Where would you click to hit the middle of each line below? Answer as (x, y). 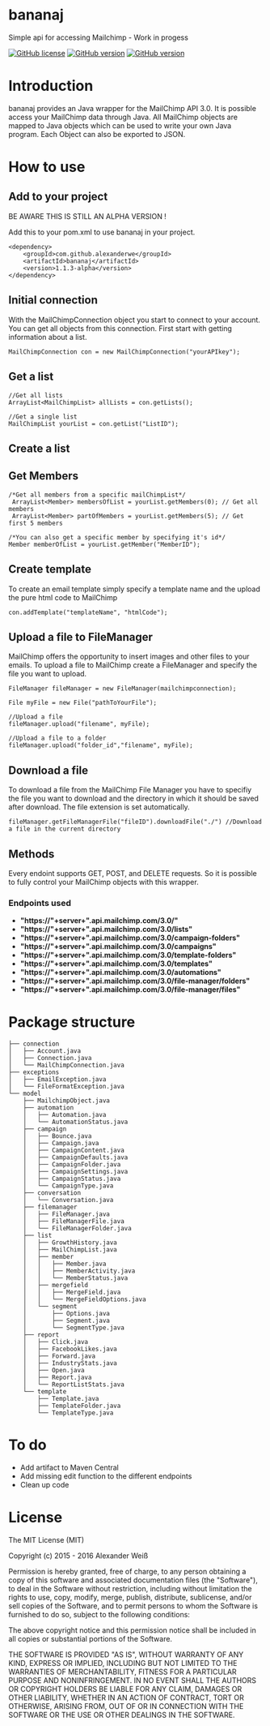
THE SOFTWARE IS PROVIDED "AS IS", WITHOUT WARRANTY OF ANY (126, 1655)
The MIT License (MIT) (46, 1540)
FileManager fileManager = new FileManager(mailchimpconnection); (122, 689)
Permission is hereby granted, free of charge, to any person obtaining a (127, 1572)
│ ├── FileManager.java (67, 1214)
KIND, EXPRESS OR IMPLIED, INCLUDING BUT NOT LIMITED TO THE (123, 1664)
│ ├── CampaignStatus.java (72, 1179)
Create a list (39, 448)
